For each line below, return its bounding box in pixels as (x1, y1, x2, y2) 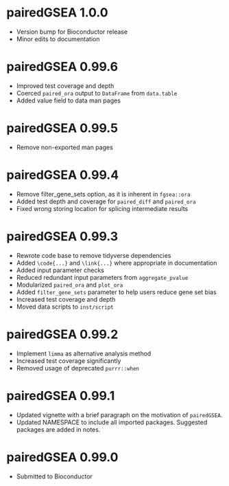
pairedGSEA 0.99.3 (6, 228, 119, 244)
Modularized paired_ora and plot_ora (16, 280, 123, 289)
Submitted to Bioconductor (16, 472, 93, 481)
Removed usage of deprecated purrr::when (16, 364, 140, 372)
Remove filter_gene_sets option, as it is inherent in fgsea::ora (16, 190, 191, 198)
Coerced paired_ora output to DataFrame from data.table (16, 89, 178, 97)
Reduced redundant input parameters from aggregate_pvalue (16, 273, 189, 281)
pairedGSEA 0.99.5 (6, 120, 118, 136)
